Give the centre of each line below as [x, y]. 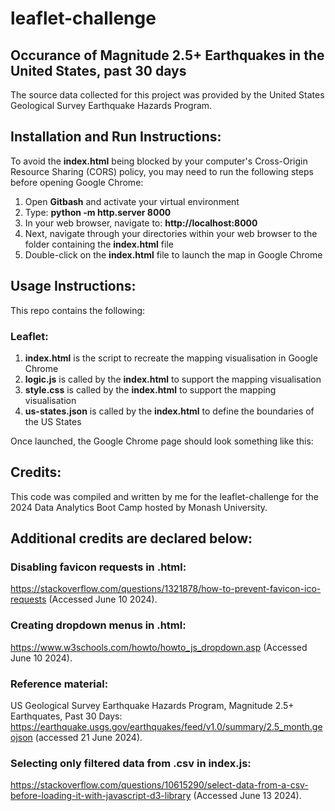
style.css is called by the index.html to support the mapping [150, 389]
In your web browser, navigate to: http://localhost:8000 [141, 223]
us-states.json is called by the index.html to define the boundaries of [169, 411]
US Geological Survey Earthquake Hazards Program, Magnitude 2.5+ [152, 706]
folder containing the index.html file [99, 244]
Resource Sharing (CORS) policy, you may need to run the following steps [162, 171]
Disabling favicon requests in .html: [98, 567]
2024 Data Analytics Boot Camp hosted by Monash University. [139, 507]
